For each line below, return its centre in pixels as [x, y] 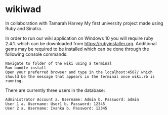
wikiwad [23, 9]
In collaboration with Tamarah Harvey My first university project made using [84, 23]
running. [14, 81]
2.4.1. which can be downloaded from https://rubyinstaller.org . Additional [81, 43]
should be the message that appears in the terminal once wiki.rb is [80, 76]
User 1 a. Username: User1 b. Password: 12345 [55, 104]
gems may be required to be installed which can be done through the [77, 49]
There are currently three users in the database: [55, 90]
